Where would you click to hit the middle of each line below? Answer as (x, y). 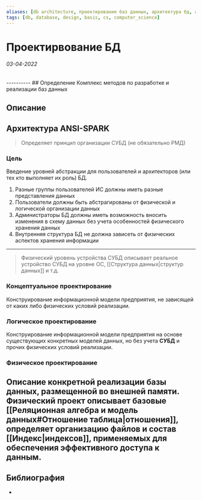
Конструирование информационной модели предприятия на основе (94, 334)
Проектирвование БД (64, 47)
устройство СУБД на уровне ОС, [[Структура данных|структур (102, 264)
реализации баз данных (37, 89)
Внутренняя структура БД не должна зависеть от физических (95, 234)
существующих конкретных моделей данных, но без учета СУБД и (93, 341)
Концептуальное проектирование (59, 286)
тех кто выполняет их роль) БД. (47, 178)
